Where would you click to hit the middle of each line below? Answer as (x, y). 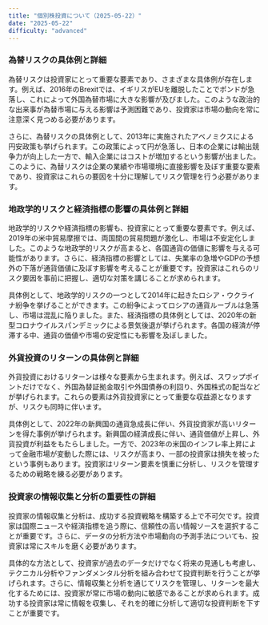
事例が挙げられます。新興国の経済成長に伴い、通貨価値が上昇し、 (144, 434)
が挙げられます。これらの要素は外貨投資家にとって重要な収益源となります (130, 397)
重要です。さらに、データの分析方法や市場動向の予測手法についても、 (137, 536)
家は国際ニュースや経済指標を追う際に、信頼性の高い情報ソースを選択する (131, 526)
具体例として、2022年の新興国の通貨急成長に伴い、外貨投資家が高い (122, 424)
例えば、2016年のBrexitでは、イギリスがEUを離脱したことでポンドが (134, 89)
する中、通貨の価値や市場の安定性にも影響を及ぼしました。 (113, 335)
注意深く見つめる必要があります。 (64, 119)
